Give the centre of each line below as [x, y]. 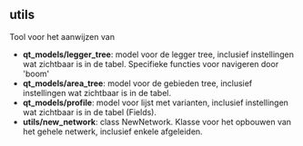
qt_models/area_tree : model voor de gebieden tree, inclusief [137, 83]
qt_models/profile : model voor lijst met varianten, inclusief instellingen [156, 102]
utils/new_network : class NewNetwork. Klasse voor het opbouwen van [157, 122]
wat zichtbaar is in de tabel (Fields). [90, 112]
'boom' [36, 73]
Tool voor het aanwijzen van [62, 36]
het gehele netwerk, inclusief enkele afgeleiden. [112, 131]
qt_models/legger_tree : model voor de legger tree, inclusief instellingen [158, 54]
